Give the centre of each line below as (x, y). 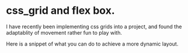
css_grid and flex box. (60, 11)
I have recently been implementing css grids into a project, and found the (94, 26)
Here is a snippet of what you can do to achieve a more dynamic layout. (92, 44)
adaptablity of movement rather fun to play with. (64, 32)
